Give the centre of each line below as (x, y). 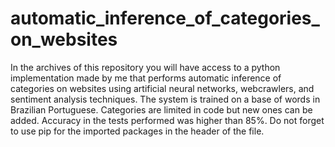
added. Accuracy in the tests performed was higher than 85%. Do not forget (167, 120)
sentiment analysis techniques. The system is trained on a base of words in (165, 99)
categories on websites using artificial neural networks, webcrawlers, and (162, 88)
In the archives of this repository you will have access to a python (145, 67)
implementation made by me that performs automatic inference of (146, 78)
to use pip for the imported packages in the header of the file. (137, 131)
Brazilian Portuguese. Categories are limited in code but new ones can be (161, 109)
